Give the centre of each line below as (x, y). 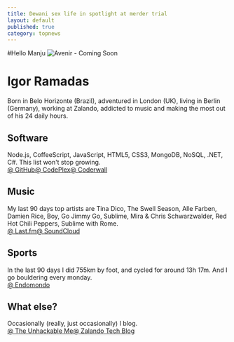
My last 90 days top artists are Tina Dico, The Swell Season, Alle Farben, (112, 208)
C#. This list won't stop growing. (54, 162)
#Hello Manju (26, 53)
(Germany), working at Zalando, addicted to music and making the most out (116, 109)
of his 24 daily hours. (38, 116)
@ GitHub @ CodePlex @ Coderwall (57, 170)
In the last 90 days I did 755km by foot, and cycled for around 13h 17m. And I (117, 270)
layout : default (31, 20)
